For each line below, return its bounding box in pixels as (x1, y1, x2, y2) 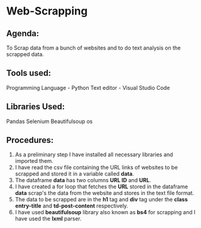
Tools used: (6, 68, 51, 78)
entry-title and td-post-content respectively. (14, 202, 129, 209)
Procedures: (6, 135, 54, 145)
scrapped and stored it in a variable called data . (14, 170, 135, 177)
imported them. (14, 157, 54, 165)
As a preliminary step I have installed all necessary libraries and (14, 151, 173, 158)
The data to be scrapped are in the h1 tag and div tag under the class (14, 196, 188, 203)
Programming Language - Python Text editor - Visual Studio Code (6, 84, 170, 91)
